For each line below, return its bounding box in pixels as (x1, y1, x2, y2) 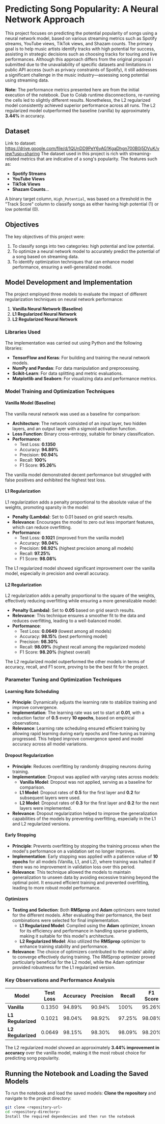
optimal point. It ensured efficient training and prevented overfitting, (12, 879, 150, 886)
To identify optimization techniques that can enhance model (12, 259, 134, 265)
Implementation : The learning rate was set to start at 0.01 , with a (12, 710, 145, 716)
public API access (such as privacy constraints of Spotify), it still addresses (5, 66, 158, 72)
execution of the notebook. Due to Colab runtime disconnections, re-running (5, 92, 160, 98)
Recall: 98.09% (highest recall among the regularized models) (19, 644, 146, 650)
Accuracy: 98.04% (19, 540, 59, 546)
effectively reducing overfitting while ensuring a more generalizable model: (5, 598, 157, 604)
